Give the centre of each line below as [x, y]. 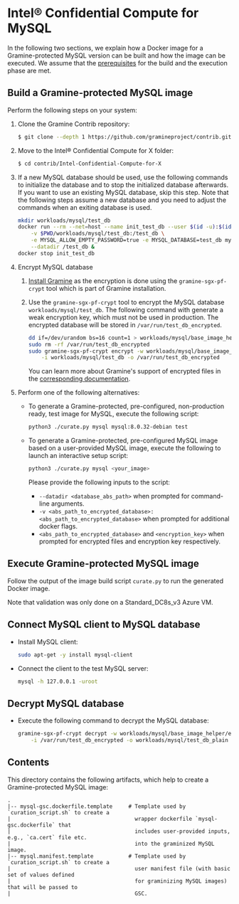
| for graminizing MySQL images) [117, 881]
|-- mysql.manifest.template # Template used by [97, 856]
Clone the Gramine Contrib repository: [74, 124]
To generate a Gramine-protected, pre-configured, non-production [126, 406]
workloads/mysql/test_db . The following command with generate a [126, 309]
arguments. [68, 504]
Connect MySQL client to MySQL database [104, 625]
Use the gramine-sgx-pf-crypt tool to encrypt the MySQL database [126, 302]
